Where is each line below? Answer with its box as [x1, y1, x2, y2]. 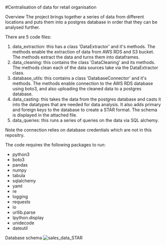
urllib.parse [12, 209, 36, 215]
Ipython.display [12, 215, 44, 220]
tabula [12, 173, 26, 178]
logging [12, 193, 28, 199]
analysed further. [5, 24, 40, 30]
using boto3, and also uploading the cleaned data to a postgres [12, 86, 142, 91]
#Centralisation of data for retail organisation [5, 4, 97, 10]
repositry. [5, 132, 25, 138]
